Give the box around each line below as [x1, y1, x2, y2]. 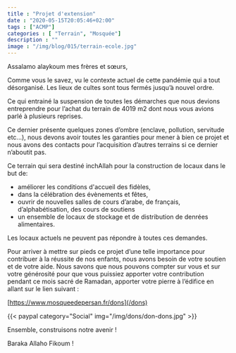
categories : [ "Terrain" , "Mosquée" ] [7, 30, 121, 37]
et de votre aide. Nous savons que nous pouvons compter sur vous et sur [7, 262, 221, 271]
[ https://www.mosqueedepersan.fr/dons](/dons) [7, 298, 148, 307]
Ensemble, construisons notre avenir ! [7, 326, 118, 334]
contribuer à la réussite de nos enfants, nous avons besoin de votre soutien [7, 255, 226, 263]
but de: [7, 169, 28, 177]
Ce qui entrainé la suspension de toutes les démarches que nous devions [7, 97, 221, 105]
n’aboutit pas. [7, 148, 47, 156]
